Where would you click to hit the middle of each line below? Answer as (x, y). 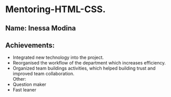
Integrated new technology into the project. (58, 57)
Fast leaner (25, 90)
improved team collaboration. (44, 74)
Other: (19, 79)
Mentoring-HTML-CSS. (56, 9)
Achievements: (30, 45)
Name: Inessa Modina (41, 28)
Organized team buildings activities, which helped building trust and (84, 68)
